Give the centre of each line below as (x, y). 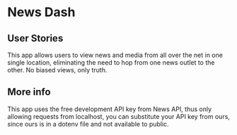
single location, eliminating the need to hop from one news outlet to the (111, 63)
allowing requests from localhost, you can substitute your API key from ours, (118, 116)
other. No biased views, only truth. (57, 70)
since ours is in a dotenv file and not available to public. (88, 124)
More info (29, 92)
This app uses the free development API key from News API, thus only (110, 109)
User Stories (35, 38)
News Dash (41, 12)
